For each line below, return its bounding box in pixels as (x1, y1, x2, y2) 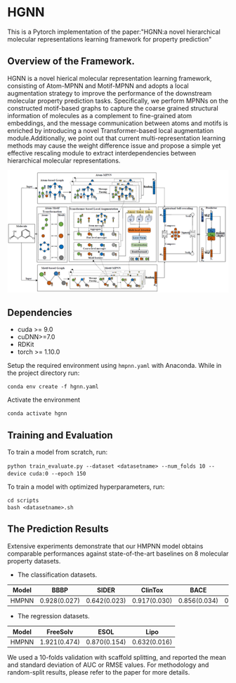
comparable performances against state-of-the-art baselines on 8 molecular (7, 549, 229, 558)
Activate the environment (7, 395, 81, 404)
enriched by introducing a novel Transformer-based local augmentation (7, 126, 214, 134)
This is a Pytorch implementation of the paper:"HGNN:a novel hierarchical (7, 27, 221, 36)
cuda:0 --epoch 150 (29, 470, 86, 477)
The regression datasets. (17, 612, 90, 620)
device (7, 470, 27, 477)
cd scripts (7, 497, 39, 504)
